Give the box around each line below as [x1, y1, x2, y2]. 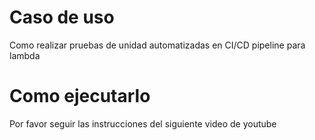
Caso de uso [9, 6, 115, 29]
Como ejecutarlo [9, 85, 151, 108]
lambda [9, 49, 41, 61]
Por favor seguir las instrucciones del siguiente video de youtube [9, 117, 277, 130]
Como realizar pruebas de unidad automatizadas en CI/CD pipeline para [9, 39, 306, 51]
